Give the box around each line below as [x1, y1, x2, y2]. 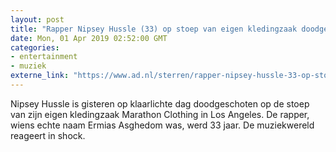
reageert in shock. [10, 129, 86, 141]
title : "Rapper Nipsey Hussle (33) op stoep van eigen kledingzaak [10, 24, 298, 34]
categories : [10, 42, 60, 53]
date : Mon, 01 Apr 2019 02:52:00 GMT [10, 33, 168, 43]
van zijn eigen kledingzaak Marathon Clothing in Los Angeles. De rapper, [10, 108, 310, 120]
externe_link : [10, 71, 70, 81]
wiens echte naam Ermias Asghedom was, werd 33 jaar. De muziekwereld [10, 119, 315, 131]
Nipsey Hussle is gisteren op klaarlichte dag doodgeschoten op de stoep [10, 97, 310, 110]
